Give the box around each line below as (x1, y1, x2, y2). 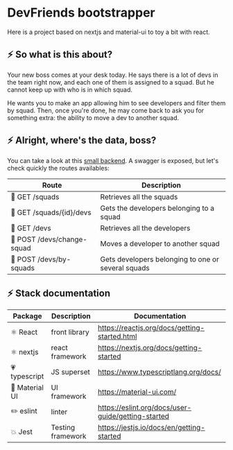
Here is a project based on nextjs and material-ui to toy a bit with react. (7, 28, 210, 36)
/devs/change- (37, 234, 88, 244)
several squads (100, 263, 150, 272)
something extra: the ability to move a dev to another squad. (7, 113, 180, 122)
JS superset (51, 367, 90, 377)
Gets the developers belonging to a (100, 203, 215, 213)
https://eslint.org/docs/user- (97, 403, 192, 413)
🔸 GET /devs (10, 223, 51, 233)
